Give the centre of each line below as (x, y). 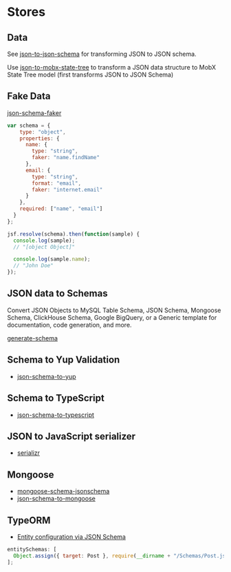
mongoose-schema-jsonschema (63, 491)
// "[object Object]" (44, 247)
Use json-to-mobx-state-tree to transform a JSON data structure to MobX (112, 67)
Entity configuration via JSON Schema (71, 537)
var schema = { (29, 125)
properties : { (40, 139)
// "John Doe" (33, 266)
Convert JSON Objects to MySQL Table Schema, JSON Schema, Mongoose (114, 310)
